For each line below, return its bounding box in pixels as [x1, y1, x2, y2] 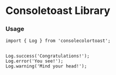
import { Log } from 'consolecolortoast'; [5, 38, 111, 44]
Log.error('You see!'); [5, 58, 64, 65]
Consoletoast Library [5, 4, 111, 17]
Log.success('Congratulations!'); [5, 53, 90, 59]
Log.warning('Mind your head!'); [5, 63, 87, 69]
